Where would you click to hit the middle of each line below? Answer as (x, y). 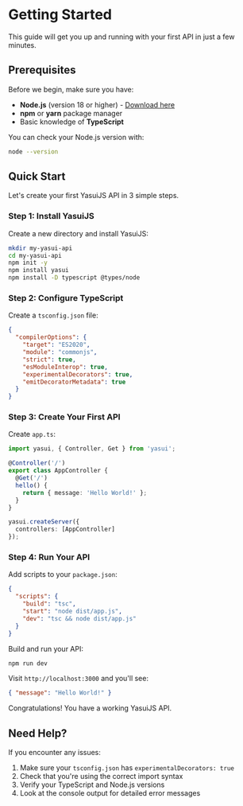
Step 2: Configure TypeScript (66, 298)
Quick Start (37, 177)
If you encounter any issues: (55, 753)
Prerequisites (42, 70)
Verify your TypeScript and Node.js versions (92, 785)
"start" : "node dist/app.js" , (73, 611)
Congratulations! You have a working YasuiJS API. (90, 708)
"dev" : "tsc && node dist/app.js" (79, 618)
